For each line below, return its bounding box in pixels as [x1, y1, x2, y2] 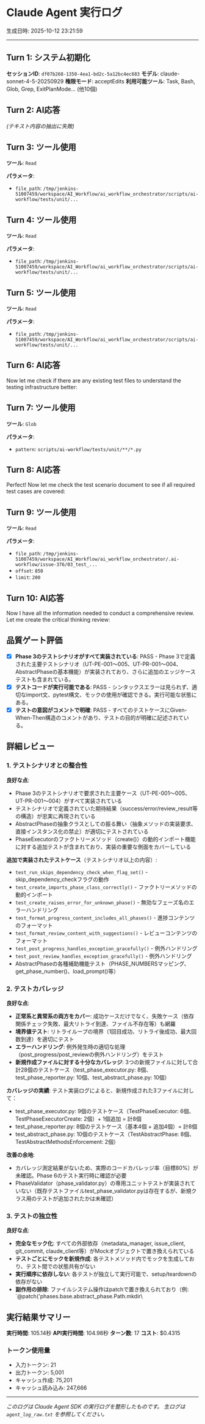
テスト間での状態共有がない [26, 1263, 96, 1270]
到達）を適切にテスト [20, 1035, 74, 1043]
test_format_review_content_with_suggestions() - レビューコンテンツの [15, 929, 198, 937]
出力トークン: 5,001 [15, 1369, 64, 1376]
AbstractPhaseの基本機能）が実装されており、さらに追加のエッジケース [15, 668, 196, 675]
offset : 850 [15, 567, 44, 574]
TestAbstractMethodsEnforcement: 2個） [15, 1138, 119, 1146]
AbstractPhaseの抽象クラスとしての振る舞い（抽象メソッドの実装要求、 [15, 820, 196, 828]
